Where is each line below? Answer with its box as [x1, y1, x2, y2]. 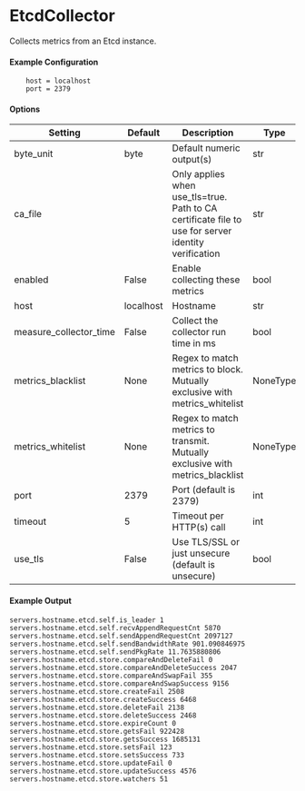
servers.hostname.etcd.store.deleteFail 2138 [9, 703, 184, 712]
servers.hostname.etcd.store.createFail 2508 [9, 687, 184, 696]
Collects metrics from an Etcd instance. [9, 35, 157, 46]
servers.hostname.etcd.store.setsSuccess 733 [9, 750, 184, 759]
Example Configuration [9, 56, 99, 67]
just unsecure [172, 547, 231, 559]
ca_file [14, 208, 43, 221]
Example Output [9, 595, 73, 606]
